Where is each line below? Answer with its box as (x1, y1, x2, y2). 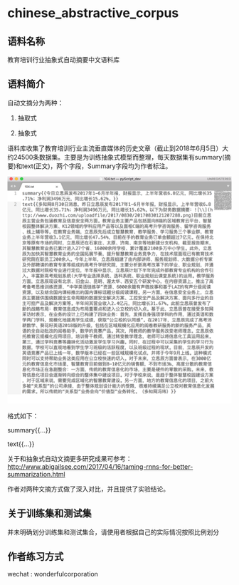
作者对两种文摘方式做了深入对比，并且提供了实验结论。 (7, 485, 169, 493)
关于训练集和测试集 (7, 507, 92, 519)
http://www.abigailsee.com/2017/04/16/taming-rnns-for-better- (7, 462, 193, 471)
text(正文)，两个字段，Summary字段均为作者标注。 (22, 162, 172, 170)
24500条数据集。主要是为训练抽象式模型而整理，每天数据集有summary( (13, 152, 225, 161)
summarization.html (7, 470, 65, 478)
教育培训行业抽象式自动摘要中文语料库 (7, 56, 119, 63)
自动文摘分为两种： (7, 98, 64, 107)
